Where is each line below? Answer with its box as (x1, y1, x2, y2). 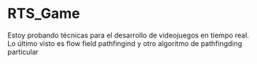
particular (7, 47, 39, 56)
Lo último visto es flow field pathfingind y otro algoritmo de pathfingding (7, 38, 243, 48)
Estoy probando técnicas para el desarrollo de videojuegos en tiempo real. (7, 30, 250, 40)
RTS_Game (7, 5, 80, 23)
